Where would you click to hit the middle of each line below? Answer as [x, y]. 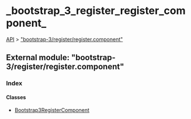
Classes [16, 97]
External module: [38, 57]
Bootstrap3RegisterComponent [52, 110]
